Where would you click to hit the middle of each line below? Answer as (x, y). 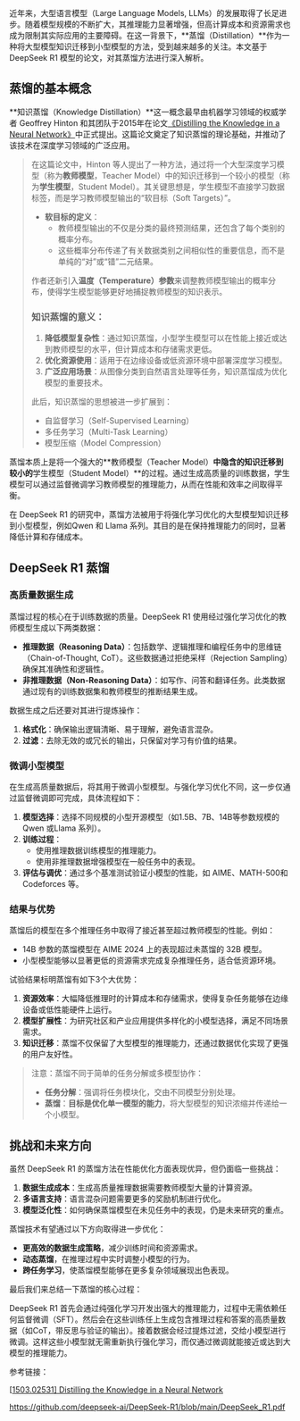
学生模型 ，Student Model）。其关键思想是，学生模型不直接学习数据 (162, 187)
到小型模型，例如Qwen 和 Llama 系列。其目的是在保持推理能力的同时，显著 (148, 526)
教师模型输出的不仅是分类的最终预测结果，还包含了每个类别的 (171, 228)
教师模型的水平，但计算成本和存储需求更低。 (134, 349)
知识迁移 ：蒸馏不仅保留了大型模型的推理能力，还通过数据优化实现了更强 (155, 1043)
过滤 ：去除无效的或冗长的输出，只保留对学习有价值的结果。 (132, 740)
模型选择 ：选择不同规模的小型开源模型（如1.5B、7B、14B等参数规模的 (150, 817)
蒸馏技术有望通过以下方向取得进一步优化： (87, 1229)
